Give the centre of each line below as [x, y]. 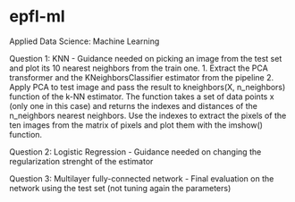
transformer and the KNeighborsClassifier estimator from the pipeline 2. [142, 77]
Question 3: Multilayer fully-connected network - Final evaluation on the [142, 178]
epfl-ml [37, 17]
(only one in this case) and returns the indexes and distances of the [133, 105]
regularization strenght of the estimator [81, 161]
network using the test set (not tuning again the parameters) [120, 188]
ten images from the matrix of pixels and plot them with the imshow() [136, 125]
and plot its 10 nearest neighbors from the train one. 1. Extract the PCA [139, 68]
